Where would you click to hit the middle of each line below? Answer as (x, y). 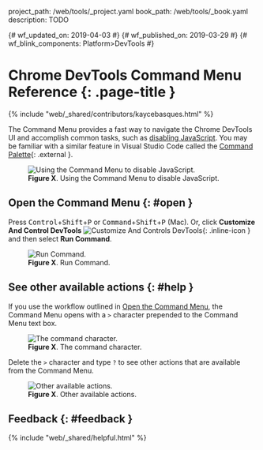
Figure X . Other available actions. (82, 394)
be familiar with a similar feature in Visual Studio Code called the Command (131, 146)
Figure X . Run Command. (69, 262)
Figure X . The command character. (85, 347)
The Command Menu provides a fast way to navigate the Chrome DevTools (130, 129)
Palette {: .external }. (41, 154)
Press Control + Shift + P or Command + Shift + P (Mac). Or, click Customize (131, 222)
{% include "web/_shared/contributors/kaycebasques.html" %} (111, 114)
